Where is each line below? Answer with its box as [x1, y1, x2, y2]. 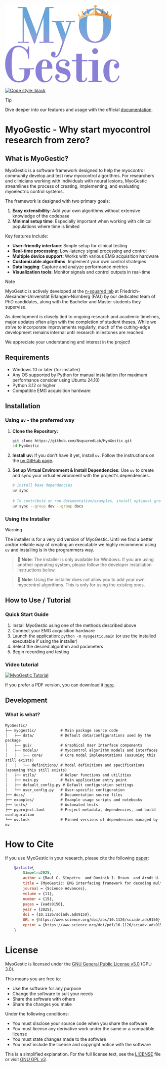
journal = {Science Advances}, [23, 886, 87, 891]
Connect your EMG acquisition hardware [12, 627, 95, 633]
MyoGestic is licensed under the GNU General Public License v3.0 [5, 961, 140, 967]
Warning [5, 526, 22, 532]
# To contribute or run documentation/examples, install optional [12, 498, 152, 504]
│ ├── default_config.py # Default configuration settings [5, 783, 134, 787]
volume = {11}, [23, 891, 54, 896]
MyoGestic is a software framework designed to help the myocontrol [5, 168, 145, 173]
